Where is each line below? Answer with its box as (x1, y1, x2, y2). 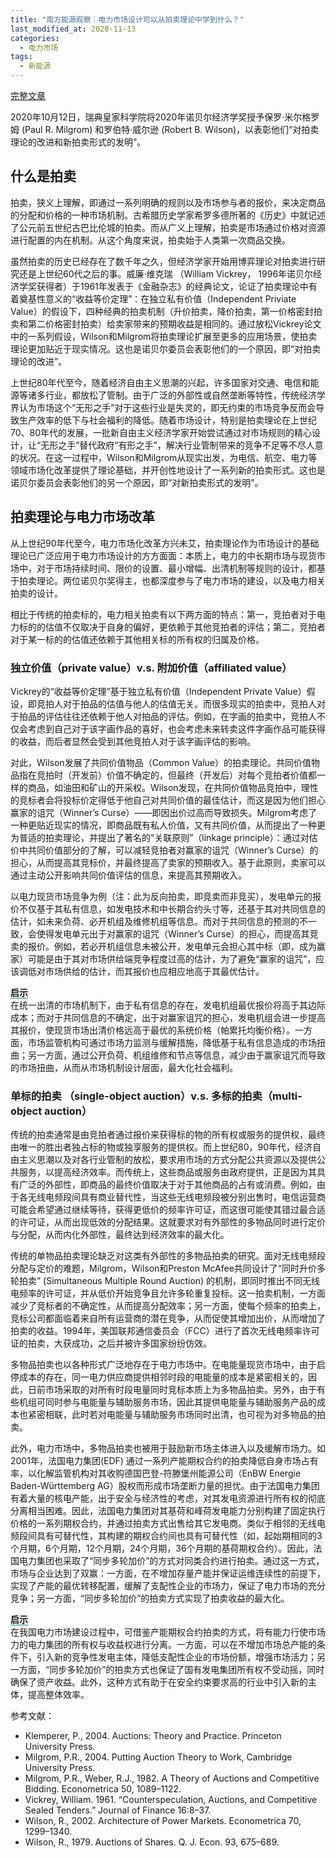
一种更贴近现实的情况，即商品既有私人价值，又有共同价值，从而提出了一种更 (10, 819, 326, 831)
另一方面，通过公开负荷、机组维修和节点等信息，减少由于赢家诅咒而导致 (27, 1049, 326, 1061)
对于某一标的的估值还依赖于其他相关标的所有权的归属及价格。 (10, 633, 265, 645)
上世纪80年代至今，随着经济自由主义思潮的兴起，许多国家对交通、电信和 (10, 376, 311, 388)
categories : (10, 33, 60, 43)
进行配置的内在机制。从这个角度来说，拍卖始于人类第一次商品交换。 (10, 234, 291, 246)
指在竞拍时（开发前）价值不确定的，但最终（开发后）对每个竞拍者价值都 (18, 769, 317, 781)
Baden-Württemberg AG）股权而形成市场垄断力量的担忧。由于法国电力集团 (10, 1480, 320, 1492)
